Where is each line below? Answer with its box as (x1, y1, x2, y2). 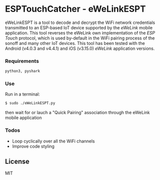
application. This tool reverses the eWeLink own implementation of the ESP (5, 30, 155, 36)
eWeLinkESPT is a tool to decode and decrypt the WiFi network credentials (5, 20, 156, 25)
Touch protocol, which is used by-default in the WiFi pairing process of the (5, 35, 155, 41)
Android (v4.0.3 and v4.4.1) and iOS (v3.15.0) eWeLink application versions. (5, 45, 155, 51)
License (5, 157, 30, 165)
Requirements (5, 58, 39, 64)
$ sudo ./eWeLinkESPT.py (5, 101, 55, 106)
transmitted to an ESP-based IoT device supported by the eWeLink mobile (5, 24, 153, 30)
